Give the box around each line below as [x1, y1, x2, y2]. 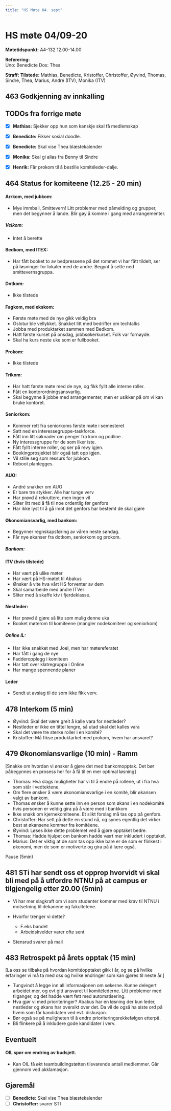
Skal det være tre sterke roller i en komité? [12, 729, 102, 735]
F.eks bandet [20, 923, 48, 929]
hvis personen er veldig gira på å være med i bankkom [12, 805, 128, 811]
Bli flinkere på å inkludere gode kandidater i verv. [12, 1020, 116, 1027]
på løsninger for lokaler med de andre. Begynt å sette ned [12, 263, 134, 269]
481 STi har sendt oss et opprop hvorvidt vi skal [5, 868, 160, 877]
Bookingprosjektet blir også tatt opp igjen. [12, 450, 101, 456]
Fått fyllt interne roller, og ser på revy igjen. [12, 444, 104, 451]
